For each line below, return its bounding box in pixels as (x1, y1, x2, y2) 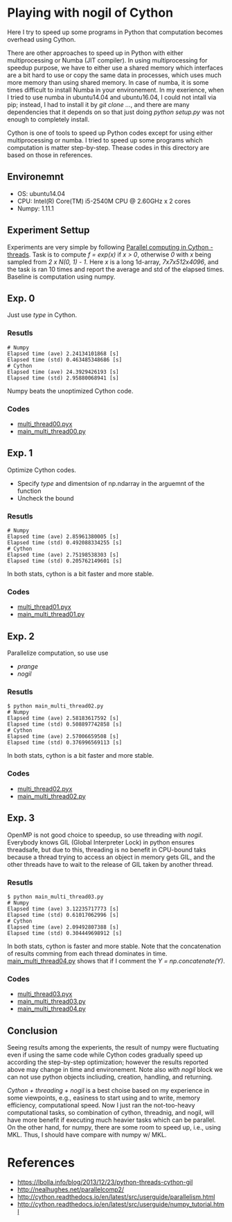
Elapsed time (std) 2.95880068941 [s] (7, 374, 119, 382)
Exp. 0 (7, 292, 35, 304)
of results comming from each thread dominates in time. (7, 949, 168, 957)
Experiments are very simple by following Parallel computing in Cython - (7, 243, 213, 251)
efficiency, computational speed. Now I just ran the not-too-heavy (7, 1101, 195, 1109)
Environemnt (7, 171, 64, 183)
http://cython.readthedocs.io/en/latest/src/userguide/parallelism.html (17, 1192, 215, 1200)
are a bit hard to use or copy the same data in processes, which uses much (7, 71, 222, 79)
